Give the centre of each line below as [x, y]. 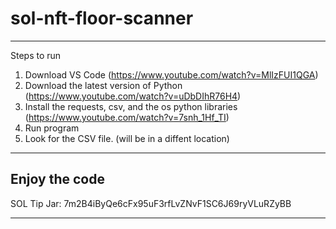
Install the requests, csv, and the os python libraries [131, 106]
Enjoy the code [57, 179]
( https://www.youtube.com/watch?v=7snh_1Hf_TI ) [127, 117]
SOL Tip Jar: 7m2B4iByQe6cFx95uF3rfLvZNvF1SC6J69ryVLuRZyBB [151, 203]
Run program [52, 128]
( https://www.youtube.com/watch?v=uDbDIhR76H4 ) [133, 96]
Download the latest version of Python [103, 85]
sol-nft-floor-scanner [102, 18]
